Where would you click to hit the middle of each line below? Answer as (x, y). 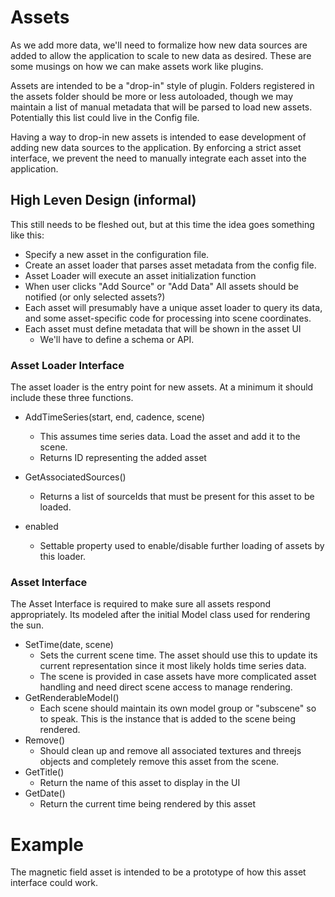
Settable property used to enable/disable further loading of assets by (182, 546)
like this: (27, 235)
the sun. (27, 625)
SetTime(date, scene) (69, 645)
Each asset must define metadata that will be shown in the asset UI (163, 328)
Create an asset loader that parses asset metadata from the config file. (170, 265)
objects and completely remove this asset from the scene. (159, 762)
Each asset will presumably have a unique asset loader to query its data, (173, 307)
